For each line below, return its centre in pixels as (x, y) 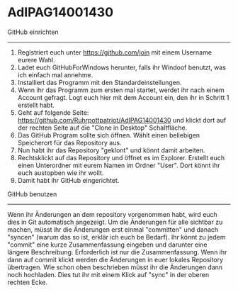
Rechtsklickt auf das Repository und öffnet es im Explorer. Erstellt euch (121, 157)
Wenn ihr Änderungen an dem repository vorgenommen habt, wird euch (112, 214)
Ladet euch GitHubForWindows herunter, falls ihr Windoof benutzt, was (122, 67)
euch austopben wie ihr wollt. (61, 173)
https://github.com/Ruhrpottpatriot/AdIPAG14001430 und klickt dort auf (122, 120)
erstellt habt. (36, 105)
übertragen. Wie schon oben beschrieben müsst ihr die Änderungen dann (115, 267)
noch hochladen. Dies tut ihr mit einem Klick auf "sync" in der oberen (108, 274)
